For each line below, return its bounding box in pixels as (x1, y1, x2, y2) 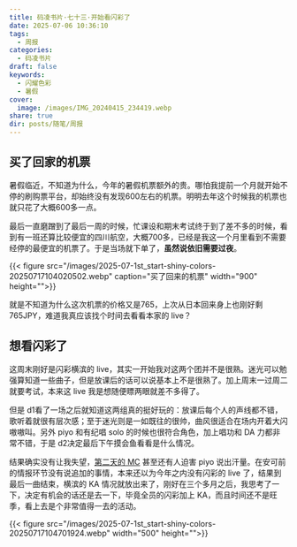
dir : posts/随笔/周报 (9, 120, 84, 129)
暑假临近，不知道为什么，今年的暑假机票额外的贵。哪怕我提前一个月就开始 (9, 179, 280, 190)
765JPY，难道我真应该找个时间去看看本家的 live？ (9, 310, 192, 321)
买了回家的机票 (9, 155, 91, 170)
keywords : (9, 71, 46, 80)
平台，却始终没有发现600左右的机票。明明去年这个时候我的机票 (47, 191, 280, 201)
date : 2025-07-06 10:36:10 (9, 21, 109, 30)
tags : (9, 29, 29, 38)
